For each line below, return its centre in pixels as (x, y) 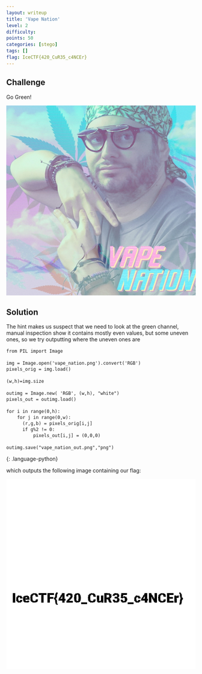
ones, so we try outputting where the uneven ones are (73, 339)
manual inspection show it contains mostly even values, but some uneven (97, 333)
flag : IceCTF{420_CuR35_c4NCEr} (47, 57)
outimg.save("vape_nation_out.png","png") (60, 448)
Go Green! (19, 97)
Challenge (26, 82)
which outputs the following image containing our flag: (74, 471)
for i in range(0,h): (33, 412)
